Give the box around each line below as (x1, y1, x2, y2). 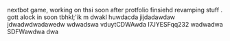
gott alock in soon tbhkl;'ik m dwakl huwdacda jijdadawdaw (7, 13, 176, 21)
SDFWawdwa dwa (7, 27, 59, 36)
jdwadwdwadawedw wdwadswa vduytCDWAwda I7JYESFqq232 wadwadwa (7, 20, 223, 28)
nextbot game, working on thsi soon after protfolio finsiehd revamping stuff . (7, 6, 223, 14)
